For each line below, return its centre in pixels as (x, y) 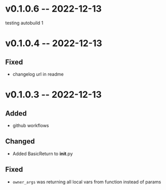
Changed (20, 142)
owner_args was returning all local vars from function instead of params (87, 182)
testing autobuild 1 (24, 23)
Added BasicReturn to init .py (43, 154)
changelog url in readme (38, 74)
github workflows (31, 125)
